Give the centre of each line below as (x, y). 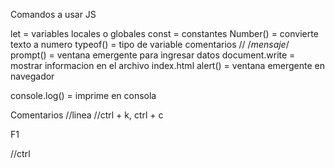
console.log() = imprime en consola (83, 95)
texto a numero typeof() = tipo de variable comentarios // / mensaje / (150, 44)
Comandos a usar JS (53, 14)
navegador (32, 76)
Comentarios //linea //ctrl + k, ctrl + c (87, 115)
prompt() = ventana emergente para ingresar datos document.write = (153, 55)
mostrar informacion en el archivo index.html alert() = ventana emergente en (168, 65)
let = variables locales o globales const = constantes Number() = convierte (164, 33)
